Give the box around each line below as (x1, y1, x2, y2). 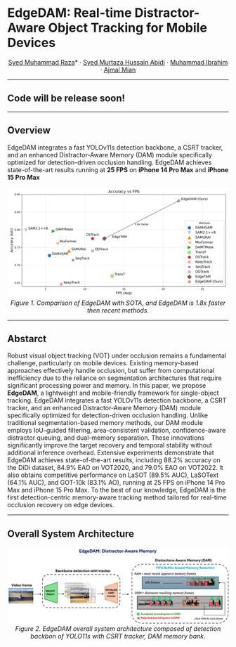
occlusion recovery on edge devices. (7, 501, 114, 509)
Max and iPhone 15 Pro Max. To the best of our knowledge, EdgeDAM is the (7, 486, 226, 495)
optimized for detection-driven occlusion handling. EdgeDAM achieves (7, 158, 212, 166)
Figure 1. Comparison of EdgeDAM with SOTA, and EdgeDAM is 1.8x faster (10, 299, 226, 307)
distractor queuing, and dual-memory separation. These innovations (7, 433, 205, 442)
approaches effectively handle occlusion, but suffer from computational (7, 367, 215, 375)
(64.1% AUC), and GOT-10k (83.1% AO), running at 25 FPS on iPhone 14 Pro (7, 478, 225, 487)
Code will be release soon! (7, 93, 125, 105)
